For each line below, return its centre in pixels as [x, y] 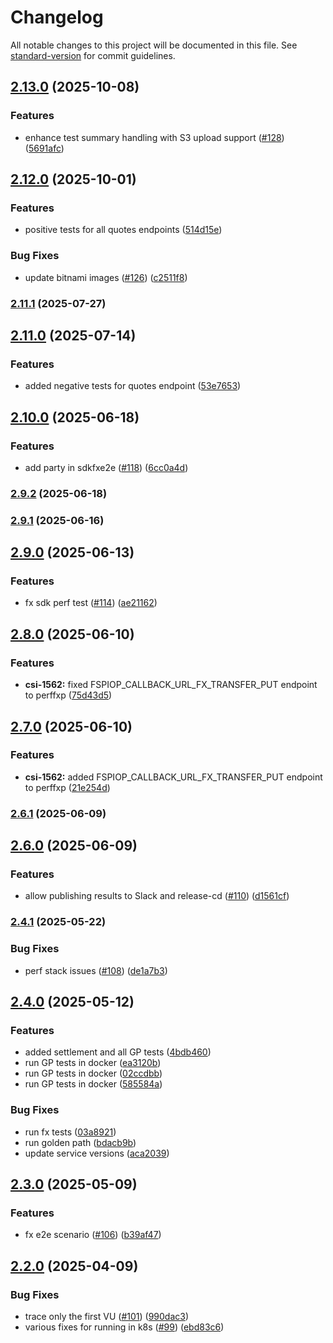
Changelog [57, 17]
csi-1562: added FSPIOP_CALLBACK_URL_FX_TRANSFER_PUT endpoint [173, 777]
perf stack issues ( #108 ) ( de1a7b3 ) [96, 970]
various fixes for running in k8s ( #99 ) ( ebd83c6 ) [124, 1327]
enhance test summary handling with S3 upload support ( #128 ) [154, 137]
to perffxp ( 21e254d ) [67, 787]
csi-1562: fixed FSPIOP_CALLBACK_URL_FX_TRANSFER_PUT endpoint [171, 685]
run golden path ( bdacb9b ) [80, 1142]
